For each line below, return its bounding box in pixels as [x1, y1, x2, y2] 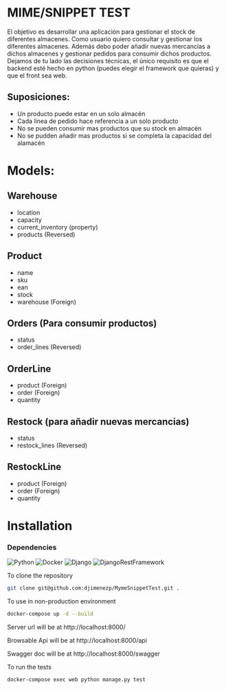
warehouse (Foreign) [16, 298, 77, 306]
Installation [7, 518, 73, 533]
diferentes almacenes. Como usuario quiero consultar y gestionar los [7, 34, 203, 43]
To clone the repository [7, 572, 74, 580]
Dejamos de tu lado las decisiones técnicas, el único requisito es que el [7, 56, 210, 65]
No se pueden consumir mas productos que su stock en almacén [16, 124, 202, 132]
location [16, 208, 41, 216]
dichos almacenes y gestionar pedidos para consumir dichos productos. [7, 49, 212, 58]
